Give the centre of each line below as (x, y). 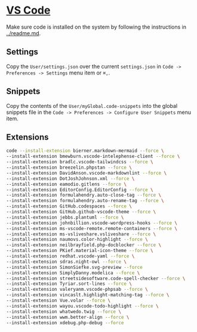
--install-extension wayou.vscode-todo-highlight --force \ (83, 306)
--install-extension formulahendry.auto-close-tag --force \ (84, 195)
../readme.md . (24, 33)
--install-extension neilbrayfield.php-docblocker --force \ (84, 245)
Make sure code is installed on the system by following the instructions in (96, 27)
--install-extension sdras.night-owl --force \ (67, 262)
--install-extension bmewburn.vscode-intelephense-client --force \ (93, 156)
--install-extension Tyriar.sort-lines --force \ (69, 284)
